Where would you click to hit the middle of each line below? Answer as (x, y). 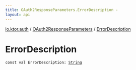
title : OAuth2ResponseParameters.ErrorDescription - (62, 10)
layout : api (18, 15)
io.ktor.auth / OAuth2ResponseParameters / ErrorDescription (68, 29)
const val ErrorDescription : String (44, 63)
